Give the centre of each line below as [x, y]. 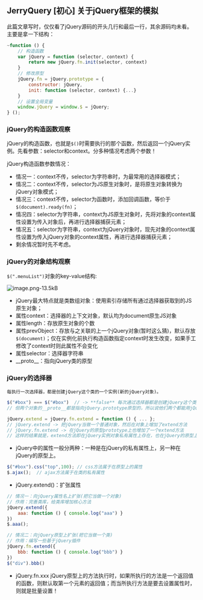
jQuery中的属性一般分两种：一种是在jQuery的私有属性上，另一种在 [98, 448]
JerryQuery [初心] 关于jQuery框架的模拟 [83, 11]
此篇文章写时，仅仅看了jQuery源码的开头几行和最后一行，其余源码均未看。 [99, 27]
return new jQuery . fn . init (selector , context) [88, 62]
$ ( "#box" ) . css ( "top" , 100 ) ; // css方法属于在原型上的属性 [75, 467]
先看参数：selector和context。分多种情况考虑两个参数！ [87, 151]
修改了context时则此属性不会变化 [57, 346]
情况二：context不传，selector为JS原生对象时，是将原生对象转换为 [99, 184]
